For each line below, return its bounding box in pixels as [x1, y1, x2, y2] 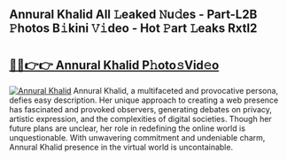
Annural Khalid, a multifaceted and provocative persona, [73, 86, 279, 96]
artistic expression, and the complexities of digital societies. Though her [9, 114, 272, 124]
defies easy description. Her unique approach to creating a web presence [9, 95, 279, 105]
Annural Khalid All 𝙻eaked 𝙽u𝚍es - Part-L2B [9, 7, 258, 22]
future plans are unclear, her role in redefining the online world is [9, 123, 246, 134]
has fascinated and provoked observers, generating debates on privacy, [9, 104, 273, 114]
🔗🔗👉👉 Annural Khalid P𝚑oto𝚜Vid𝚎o [9, 57, 220, 73]
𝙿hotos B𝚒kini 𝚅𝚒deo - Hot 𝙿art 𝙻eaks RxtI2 [9, 21, 258, 36]
